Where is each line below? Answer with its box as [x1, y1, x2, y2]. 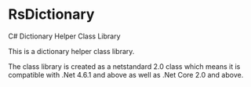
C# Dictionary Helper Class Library [8, 31, 121, 41]
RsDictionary [8, 5, 95, 24]
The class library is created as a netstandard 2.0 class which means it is [8, 61, 241, 71]
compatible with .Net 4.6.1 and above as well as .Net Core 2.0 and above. [8, 70, 244, 79]
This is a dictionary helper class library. [8, 46, 135, 56]
